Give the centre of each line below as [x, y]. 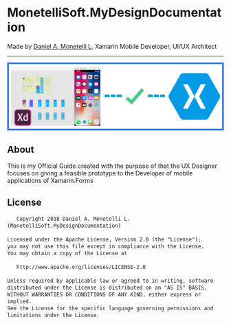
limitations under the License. [53, 315]
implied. [20, 302]
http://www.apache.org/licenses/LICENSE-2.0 [81, 267]
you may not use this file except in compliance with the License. [106, 247]
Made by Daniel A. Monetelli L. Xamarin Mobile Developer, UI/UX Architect [112, 46]
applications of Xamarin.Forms [51, 181]
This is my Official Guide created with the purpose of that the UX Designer [112, 166]
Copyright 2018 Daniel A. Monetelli [69, 219]
